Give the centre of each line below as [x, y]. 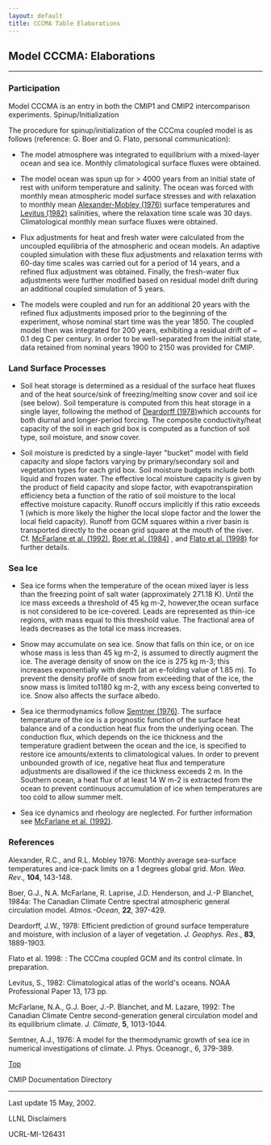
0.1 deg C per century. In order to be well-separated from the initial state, [141, 338]
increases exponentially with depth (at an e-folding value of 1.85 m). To [138, 670]
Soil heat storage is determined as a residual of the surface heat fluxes [138, 385]
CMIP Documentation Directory [60, 1080]
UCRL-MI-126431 [37, 1134]
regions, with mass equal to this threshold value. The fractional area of [137, 620]
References [31, 842]
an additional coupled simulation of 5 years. [92, 288]
